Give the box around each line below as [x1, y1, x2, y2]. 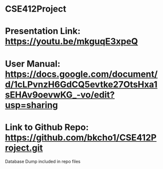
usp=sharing [5, 100, 58, 110]
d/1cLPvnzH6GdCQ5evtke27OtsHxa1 [5, 79, 158, 90]
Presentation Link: [5, 26, 81, 37]
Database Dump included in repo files [5, 158, 81, 164]
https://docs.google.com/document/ [5, 68, 158, 80]
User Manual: [5, 58, 61, 69]
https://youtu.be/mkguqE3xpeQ [5, 36, 138, 47]
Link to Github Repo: [5, 121, 89, 133]
